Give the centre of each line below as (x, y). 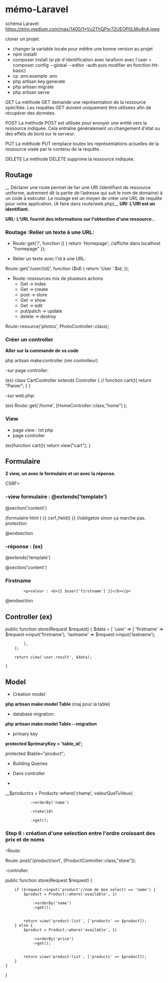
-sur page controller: (27, 370)
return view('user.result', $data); (53, 658)
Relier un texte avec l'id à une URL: (49, 259)
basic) (19, 71)
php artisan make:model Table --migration (51, 723)
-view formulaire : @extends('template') (56, 497)
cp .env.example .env (35, 76)
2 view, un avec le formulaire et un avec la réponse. (61, 474)
